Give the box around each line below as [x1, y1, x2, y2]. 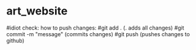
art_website [6, 4, 68, 18]
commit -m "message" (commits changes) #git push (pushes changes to [6, 30, 190, 37]
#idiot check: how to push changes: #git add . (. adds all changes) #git [6, 24, 185, 31]
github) [6, 37, 24, 44]
